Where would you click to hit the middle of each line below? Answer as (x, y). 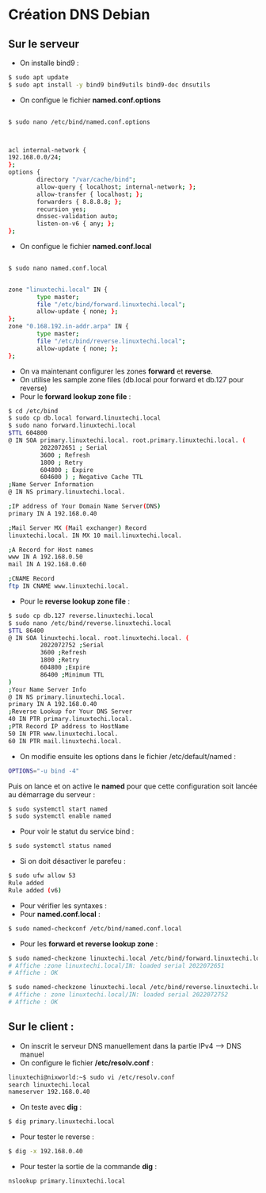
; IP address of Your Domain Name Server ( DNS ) (84, 506)
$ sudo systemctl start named (58, 809)
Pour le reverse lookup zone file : (75, 601)
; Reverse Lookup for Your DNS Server (70, 712)
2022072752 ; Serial (72, 645)
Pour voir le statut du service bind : (77, 831)
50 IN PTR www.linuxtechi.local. (63, 734)
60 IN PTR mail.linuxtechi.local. (65, 741)
